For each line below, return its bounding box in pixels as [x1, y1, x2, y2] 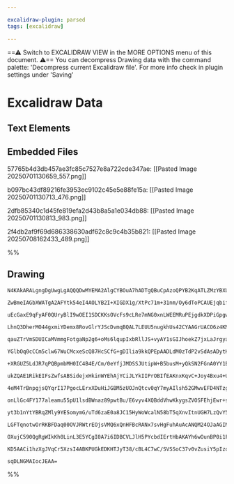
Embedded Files [7, 146, 79, 158]
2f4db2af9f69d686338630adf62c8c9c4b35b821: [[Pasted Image [7, 227, 196, 236]
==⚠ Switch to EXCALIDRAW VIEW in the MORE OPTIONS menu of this [7, 48, 212, 56]
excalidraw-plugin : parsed [7, 16, 86, 23]
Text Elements [7, 123, 71, 135]
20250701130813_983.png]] [7, 213, 87, 222]
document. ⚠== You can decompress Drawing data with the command [7, 55, 211, 63]
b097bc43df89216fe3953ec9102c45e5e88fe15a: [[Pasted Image [7, 186, 194, 194]
